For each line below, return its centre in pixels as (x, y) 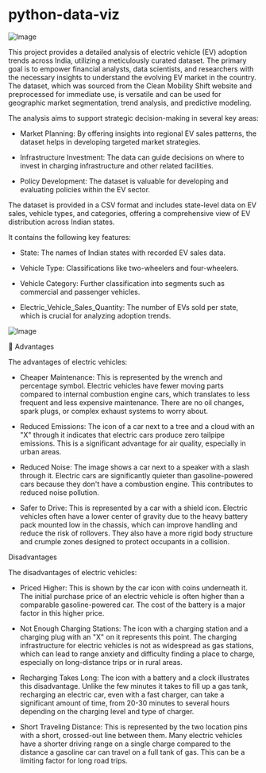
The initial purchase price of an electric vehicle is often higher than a (132, 596)
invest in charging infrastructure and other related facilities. (117, 165)
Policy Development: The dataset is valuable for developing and (124, 181)
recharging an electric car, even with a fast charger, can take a (122, 694)
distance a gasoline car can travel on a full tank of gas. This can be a (132, 752)
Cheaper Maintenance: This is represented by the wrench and (121, 377)
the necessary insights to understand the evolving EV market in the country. (132, 77)
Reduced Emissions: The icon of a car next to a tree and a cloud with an (137, 426)
